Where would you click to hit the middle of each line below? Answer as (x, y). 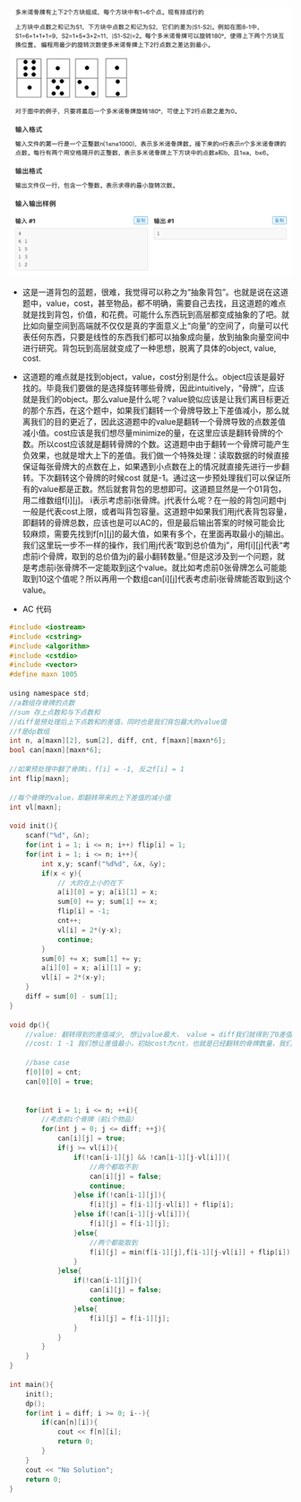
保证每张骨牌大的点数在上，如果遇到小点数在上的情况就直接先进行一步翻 (155, 466)
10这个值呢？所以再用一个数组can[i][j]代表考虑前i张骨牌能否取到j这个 (164, 578)
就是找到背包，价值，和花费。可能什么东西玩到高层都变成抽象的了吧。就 (155, 314)
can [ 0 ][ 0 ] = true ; (60, 1081)
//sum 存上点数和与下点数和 (55, 712)
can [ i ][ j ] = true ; (91, 1138)
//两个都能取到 (113, 1243)
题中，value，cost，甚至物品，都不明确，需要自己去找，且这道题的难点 (154, 303)
